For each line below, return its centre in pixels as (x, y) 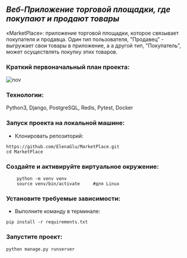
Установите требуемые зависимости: (63, 198)
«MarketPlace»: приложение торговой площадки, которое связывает (93, 33)
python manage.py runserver (41, 249)
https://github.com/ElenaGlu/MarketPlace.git (63, 146)
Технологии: (25, 95)
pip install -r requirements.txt (47, 222)
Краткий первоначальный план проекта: (68, 67)
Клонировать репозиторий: (49, 136)
